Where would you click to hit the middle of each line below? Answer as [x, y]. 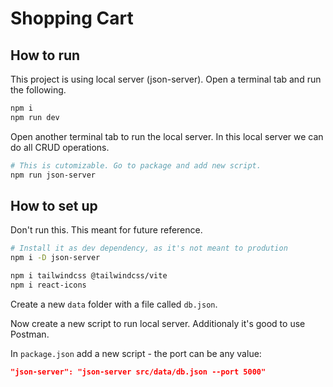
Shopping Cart [72, 18]
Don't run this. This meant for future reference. [106, 230]
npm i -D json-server [55, 258]
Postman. [30, 334]
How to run [45, 55]
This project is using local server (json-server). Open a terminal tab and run [166, 79]
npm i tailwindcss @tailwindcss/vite [89, 276]
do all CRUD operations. [60, 147]
